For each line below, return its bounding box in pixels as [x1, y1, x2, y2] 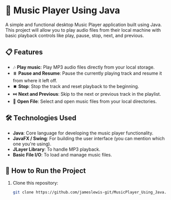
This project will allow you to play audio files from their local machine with [5, 27, 161, 33]
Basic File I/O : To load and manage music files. [12, 151, 112, 158]
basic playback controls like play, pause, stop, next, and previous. [5, 32, 144, 38]
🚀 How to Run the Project [5, 166, 86, 175]
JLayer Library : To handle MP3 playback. [12, 146, 101, 152]
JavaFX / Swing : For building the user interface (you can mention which [12, 135, 165, 141]
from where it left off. [12, 77, 57, 83]
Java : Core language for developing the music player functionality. [12, 130, 154, 136]
